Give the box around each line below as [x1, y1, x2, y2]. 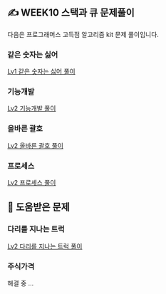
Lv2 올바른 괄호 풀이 [7, 141, 64, 149]
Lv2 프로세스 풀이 [7, 179, 56, 187]
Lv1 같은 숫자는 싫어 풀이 [7, 67, 76, 76]
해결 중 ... [7, 278, 34, 287]
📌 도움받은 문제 [7, 201, 70, 214]
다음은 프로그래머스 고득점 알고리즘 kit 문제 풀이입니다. [7, 30, 159, 38]
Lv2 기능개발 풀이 [7, 104, 56, 112]
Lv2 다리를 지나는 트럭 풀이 [7, 241, 83, 251]
